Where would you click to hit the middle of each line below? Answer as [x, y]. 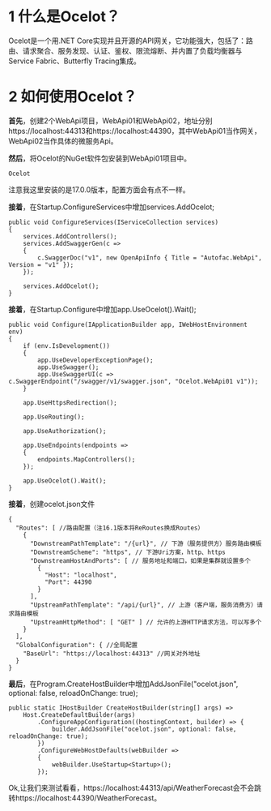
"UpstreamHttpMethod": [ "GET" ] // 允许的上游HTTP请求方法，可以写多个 [146, 622]
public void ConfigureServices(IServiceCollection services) [114, 222]
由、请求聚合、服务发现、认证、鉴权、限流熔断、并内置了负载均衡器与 [125, 50]
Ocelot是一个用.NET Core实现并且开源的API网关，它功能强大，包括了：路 [131, 41]
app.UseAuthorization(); [65, 431]
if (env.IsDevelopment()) [67, 345]
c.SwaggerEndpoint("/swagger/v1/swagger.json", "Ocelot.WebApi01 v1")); [133, 381]
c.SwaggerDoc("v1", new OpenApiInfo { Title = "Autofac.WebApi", [150, 257]
